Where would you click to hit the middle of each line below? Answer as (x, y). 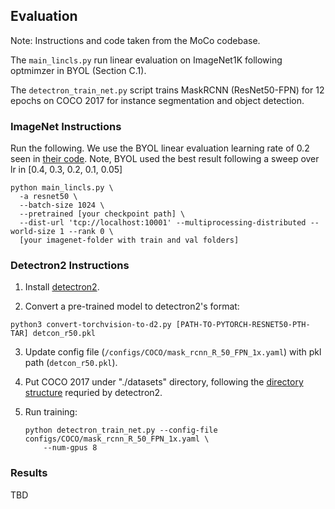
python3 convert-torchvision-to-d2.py (91, 325)
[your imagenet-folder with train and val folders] (129, 240)
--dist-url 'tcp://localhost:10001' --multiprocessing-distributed (163, 223)
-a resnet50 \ (48, 197)
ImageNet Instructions (66, 126)
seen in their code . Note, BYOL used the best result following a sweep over (165, 159)
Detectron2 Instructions (70, 266)
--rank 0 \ (91, 232)
